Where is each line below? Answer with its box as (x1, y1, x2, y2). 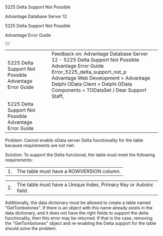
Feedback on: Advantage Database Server (51, 50, 148, 57)
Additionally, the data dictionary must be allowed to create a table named (5, 200, 151, 205)
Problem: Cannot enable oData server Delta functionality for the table (5, 138, 144, 143)
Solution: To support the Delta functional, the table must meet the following (5, 152, 155, 157)
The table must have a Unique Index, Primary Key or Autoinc (16, 181, 154, 188)
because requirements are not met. (5, 142, 75, 148)
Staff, (51, 93, 64, 99)
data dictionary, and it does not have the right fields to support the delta (5, 210, 149, 216)
